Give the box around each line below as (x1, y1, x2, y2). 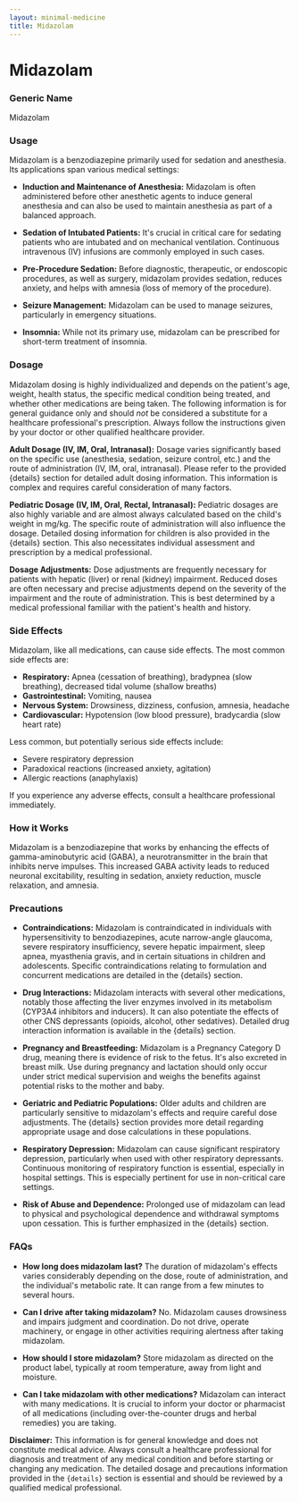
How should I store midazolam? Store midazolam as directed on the (21, 1352, 274, 1363)
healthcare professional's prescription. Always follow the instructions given (9, 417, 286, 427)
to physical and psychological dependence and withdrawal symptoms (21, 1209, 279, 1219)
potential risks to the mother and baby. (21, 1081, 165, 1092)
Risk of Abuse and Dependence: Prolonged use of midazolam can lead (21, 1199, 286, 1210)
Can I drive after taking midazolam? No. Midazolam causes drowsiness (21, 1306, 287, 1317)
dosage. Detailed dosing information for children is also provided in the (9, 527, 270, 538)
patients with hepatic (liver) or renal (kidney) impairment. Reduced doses (9, 573, 278, 584)
